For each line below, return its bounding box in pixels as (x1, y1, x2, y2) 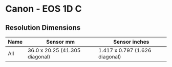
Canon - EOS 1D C (5, 3, 82, 15)
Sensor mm (46, 39, 75, 45)
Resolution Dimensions (5, 23, 81, 32)
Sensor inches (113, 39, 149, 45)
